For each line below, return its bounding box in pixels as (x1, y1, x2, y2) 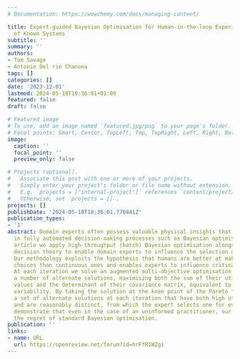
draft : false (7, 103, 46, 111)
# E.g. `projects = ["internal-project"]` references (7, 188, 177, 196)
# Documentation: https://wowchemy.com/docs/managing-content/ (7, 10, 200, 18)
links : (7, 328, 27, 335)
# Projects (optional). (7, 168, 79, 176)
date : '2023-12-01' (7, 83, 66, 90)
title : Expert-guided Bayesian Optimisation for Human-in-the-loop (7, 23, 213, 31)
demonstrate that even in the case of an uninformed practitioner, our (14, 308, 232, 315)
